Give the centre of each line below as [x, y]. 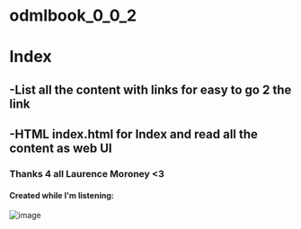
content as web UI [61, 149]
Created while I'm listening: [62, 195]
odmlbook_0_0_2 [73, 16]
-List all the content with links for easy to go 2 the [150, 89]
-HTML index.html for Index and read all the [134, 134]
